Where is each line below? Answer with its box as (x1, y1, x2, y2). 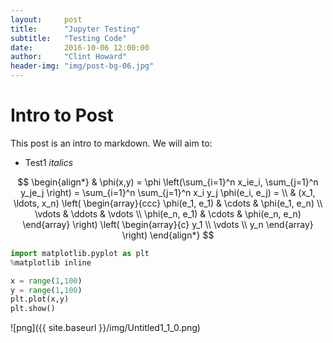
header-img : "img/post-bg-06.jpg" (10, 61, 155, 71)
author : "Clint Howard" (10, 52, 128, 62)
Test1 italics (24, 156, 74, 168)
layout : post (10, 14, 83, 25)
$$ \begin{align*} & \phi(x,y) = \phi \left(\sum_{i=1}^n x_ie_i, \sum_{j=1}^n (17, 176, 319, 188)
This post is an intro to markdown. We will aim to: (10, 137, 213, 149)
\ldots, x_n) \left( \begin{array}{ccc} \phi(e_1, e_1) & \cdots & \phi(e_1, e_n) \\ (13, 197, 323, 209)
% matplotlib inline (10, 257, 92, 268)
